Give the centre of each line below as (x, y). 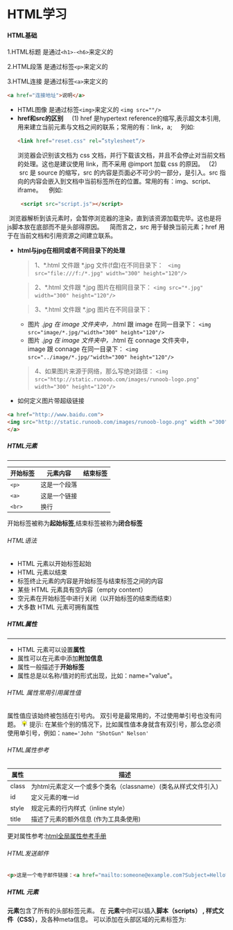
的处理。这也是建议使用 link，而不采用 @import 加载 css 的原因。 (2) (117, 164)
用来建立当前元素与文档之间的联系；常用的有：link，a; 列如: (106, 127)
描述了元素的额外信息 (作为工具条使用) (86, 819)
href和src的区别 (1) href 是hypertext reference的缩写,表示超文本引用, (119, 118)
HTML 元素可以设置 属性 (51, 649)
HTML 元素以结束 (42, 572)
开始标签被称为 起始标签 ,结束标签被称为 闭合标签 (75, 523)
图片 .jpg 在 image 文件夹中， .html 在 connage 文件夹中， (110, 341)
